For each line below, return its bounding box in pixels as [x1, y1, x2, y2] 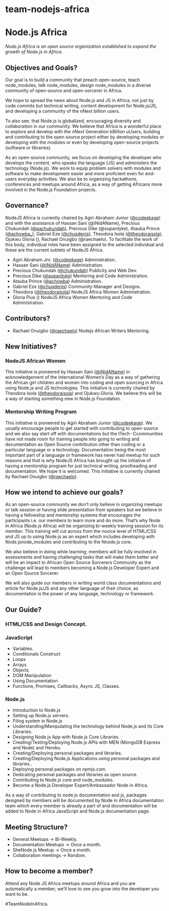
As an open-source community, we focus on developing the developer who [5, 154, 162, 160]
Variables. [12, 645, 34, 651]
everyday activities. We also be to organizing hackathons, [18, 176, 138, 182]
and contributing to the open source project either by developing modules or [5, 134, 164, 140]
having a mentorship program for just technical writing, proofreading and [5, 463, 157, 469]
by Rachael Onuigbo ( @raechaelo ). [5, 473, 78, 479]
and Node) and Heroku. [12, 745, 62, 751]
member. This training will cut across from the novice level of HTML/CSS [5, 528, 156, 534]
